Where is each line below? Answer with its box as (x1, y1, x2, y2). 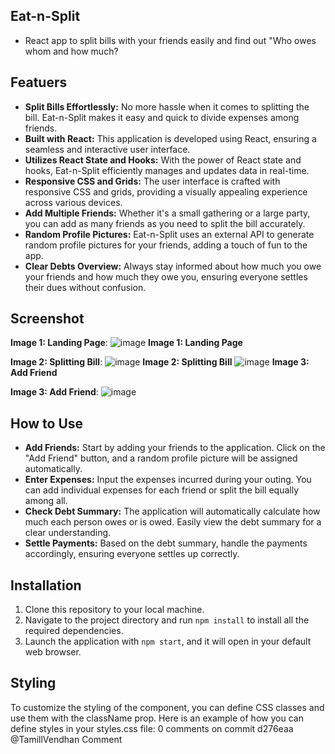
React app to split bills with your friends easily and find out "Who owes (24, 34, 317, 46)
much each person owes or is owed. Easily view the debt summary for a (24, 516, 322, 528)
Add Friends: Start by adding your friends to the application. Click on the (24, 442, 326, 454)
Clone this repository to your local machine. (24, 604, 205, 616)
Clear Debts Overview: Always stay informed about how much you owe (24, 260, 322, 272)
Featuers (10, 74, 68, 91)
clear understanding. (24, 527, 112, 539)
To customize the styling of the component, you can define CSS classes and (10, 701, 325, 713)
